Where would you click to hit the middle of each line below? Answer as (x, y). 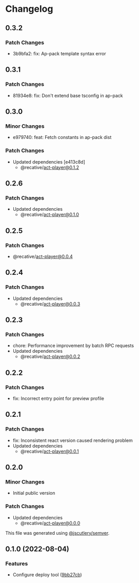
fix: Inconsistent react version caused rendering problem (73, 440)
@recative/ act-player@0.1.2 (50, 167)
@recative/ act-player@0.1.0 (50, 215)
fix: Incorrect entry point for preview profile (58, 398)
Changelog (29, 9)
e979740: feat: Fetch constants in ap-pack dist (62, 137)
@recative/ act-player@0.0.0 (50, 523)
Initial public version (34, 493)
